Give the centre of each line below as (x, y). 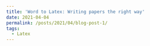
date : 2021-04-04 (28, 17)
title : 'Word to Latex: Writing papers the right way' (76, 12)
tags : (13, 28)
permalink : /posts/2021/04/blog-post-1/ (57, 23)
